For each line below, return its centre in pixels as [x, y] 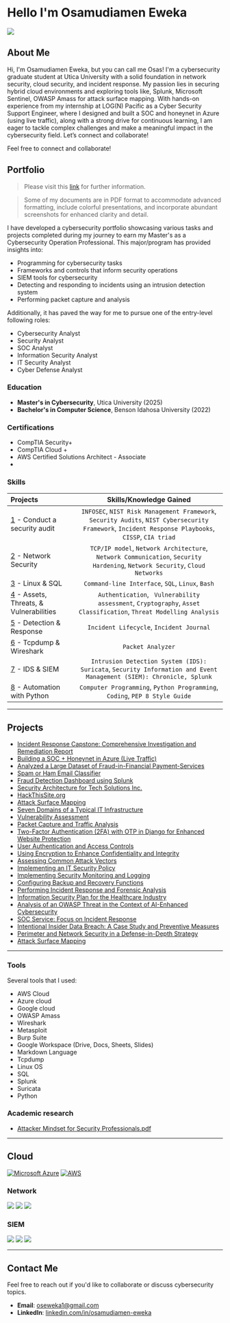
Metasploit [32, 1030]
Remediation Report [45, 751]
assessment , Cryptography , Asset [149, 603]
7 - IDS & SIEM [35, 669]
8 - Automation [35, 687]
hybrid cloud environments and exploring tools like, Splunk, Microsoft [105, 91]
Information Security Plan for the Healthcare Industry [92, 897]
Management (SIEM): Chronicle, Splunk [149, 677]
